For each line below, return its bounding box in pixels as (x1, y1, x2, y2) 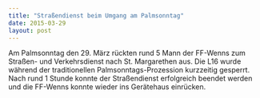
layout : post (8, 26, 52, 34)
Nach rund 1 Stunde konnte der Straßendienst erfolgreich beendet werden (8, 73, 253, 84)
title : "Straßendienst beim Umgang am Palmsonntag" (8, 11, 184, 20)
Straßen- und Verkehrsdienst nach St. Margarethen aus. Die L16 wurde (8, 57, 242, 66)
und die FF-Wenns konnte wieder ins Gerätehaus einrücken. (8, 82, 206, 92)
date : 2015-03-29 (8, 19, 66, 27)
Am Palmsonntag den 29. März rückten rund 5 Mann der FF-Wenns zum (8, 49, 246, 58)
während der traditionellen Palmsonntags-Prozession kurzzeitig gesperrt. (8, 65, 250, 75)
